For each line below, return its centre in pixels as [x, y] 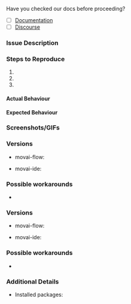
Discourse [28, 27]
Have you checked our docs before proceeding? [66, 9]
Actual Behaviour [28, 98]
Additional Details [33, 281]
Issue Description [32, 43]
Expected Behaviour [32, 112]
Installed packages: [39, 294]
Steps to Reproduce [36, 59]
